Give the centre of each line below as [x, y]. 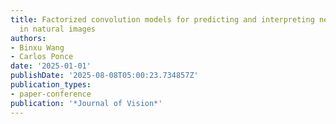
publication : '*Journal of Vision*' [86, 103]
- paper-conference [51, 94]
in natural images [58, 29]
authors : [28, 38]
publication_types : [51, 85]
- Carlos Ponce [42, 57]
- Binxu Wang [37, 47]
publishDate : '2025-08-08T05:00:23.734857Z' [104, 76]
